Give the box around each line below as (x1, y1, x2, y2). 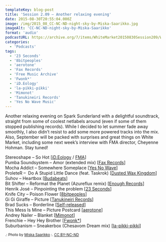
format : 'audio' (5, 30, 39, 35)
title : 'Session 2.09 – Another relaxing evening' (5, 12, 112, 17)
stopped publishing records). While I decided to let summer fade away (5, 123, 148, 129)
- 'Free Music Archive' (9, 72, 58, 77)
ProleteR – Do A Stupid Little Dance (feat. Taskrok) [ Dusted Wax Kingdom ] (5, 170, 157, 176)
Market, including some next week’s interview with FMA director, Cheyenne (5, 139, 159, 145)
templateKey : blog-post (5, 7, 54, 12)
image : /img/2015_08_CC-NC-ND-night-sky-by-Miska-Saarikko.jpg (5, 21, 138, 26)
